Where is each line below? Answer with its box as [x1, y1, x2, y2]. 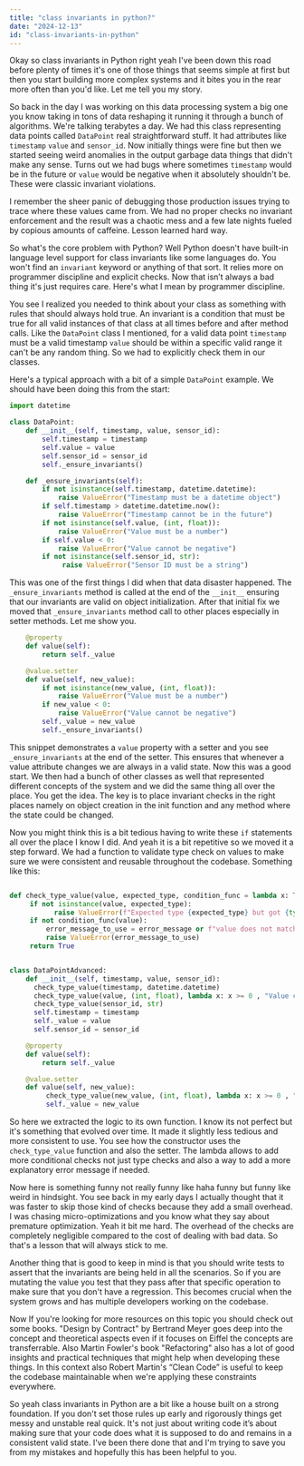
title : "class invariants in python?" [9, 13, 156, 23]
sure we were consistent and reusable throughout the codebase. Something [9, 855, 292, 866]
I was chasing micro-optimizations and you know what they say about [9, 1211, 270, 1221]
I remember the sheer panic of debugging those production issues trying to [9, 196, 290, 207]
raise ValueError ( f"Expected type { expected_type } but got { [53, 908, 290, 917]
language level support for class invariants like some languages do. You [9, 252, 277, 263]
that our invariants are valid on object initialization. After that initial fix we [9, 596, 280, 608]
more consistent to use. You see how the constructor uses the [9, 1136, 242, 1146]
